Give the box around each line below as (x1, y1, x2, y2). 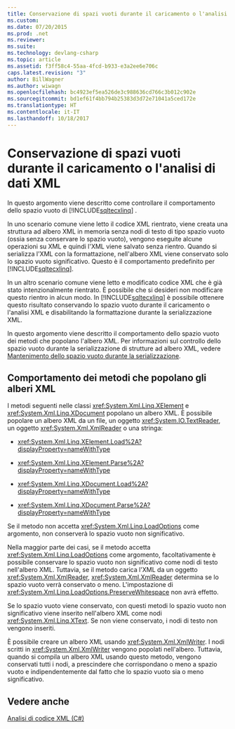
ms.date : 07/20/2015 (7, 23, 68, 30)
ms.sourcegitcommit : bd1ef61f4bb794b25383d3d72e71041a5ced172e (7, 96, 196, 103)
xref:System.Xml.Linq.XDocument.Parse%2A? (17, 501, 151, 509)
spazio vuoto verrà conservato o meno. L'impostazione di (7, 581, 173, 589)
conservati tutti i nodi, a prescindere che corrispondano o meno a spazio (7, 660, 217, 668)
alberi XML (7, 383, 56, 395)
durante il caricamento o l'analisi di (7, 160, 216, 176)
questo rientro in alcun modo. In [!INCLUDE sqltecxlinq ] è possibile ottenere (7, 293, 224, 301)
